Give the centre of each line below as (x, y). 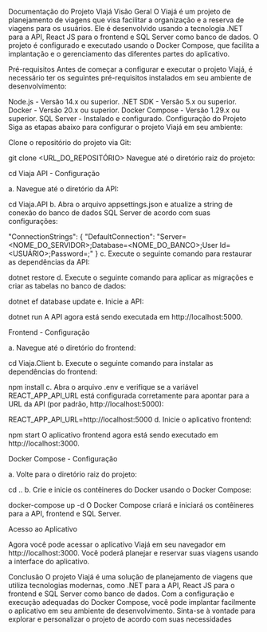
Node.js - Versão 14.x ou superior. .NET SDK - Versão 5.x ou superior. (123, 102)
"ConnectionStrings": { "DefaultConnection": (82, 237)
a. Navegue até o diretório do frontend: (72, 347)
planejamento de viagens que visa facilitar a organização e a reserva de (126, 20)
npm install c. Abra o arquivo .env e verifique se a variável (103, 387)
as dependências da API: (49, 262)
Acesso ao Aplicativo (43, 529)
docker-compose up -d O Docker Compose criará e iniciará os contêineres (131, 505)
